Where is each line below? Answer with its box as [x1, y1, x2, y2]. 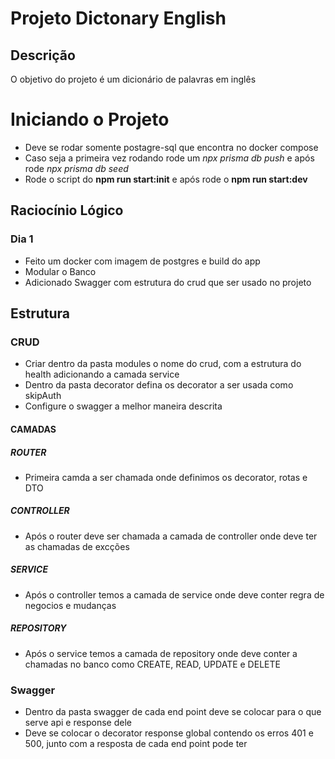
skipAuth [24, 390, 62, 402]
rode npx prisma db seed [24, 162, 129, 174]
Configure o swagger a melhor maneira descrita [24, 400, 223, 412]
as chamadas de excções [24, 540, 130, 552]
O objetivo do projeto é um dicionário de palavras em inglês [10, 73, 257, 85]
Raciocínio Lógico [10, 202, 124, 219]
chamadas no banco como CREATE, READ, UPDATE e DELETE [24, 658, 281, 670]
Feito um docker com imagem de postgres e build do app [24, 255, 261, 267]
